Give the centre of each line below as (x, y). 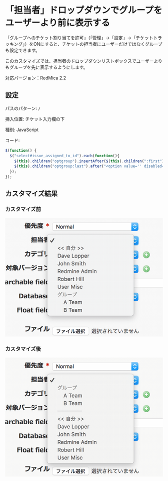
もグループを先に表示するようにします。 (46, 67)
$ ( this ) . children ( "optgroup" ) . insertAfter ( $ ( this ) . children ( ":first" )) (90, 161)
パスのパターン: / (23, 108)
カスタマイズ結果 (31, 194)
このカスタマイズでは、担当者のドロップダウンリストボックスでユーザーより (84, 61)
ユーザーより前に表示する (57, 23)
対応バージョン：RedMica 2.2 (36, 78)
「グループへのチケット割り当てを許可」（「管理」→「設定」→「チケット (79, 38)
